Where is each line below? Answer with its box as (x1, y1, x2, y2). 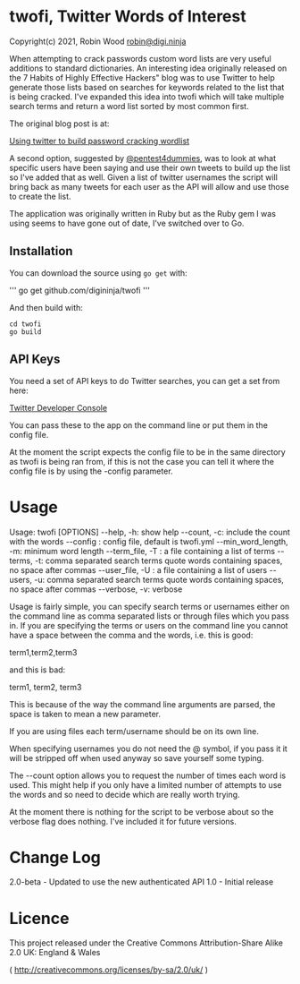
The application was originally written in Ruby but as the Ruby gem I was (9, 208, 277, 218)
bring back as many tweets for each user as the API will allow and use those (9, 181, 289, 192)
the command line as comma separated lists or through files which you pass (9, 611, 290, 621)
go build (9, 327, 42, 337)
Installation (9, 244, 73, 259)
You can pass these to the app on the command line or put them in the (9, 419, 268, 431)
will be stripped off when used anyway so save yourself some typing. (9, 752, 264, 763)
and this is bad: (9, 664, 66, 675)
